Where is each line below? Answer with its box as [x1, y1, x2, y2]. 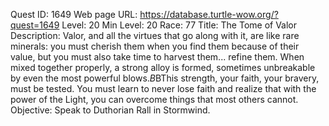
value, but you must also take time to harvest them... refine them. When [10, 51, 305, 63]
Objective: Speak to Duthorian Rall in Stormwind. [10, 104, 211, 116]
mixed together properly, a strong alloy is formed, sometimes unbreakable [10, 62, 316, 73]
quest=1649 [10, 19, 60, 31]
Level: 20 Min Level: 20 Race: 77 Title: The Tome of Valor [61, 19, 298, 31]
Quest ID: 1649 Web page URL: [10, 9, 138, 20]
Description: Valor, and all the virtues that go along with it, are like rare [10, 30, 300, 41]
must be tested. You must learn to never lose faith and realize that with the [10, 83, 317, 94]
